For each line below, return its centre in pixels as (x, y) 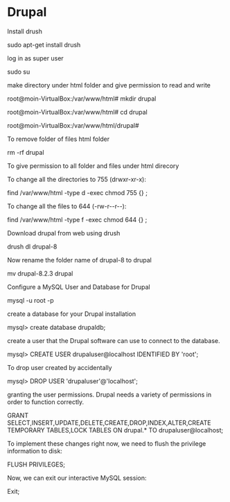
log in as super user (35, 58)
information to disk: (35, 451)
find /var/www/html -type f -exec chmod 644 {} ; (77, 219)
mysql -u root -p (30, 300)
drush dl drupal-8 (32, 246)
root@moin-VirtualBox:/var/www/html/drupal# (73, 125)
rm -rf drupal (26, 152)
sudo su (19, 72)
